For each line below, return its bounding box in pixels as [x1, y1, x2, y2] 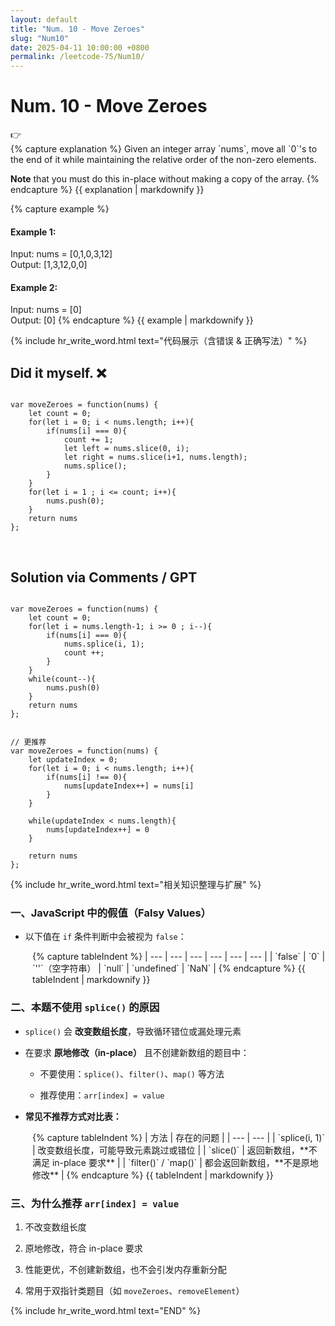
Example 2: [10, 281, 58, 293]
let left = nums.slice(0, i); [63, 444, 190, 454]
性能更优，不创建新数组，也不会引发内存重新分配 [24, 1263, 227, 1275]
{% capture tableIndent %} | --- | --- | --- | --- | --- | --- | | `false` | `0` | [32, 951, 326, 963]
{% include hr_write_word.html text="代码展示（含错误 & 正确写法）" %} [10, 335, 308, 347]
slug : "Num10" [10, 33, 70, 43]
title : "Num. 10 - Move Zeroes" [10, 24, 145, 34]
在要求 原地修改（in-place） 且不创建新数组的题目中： [24, 1046, 250, 1058]
